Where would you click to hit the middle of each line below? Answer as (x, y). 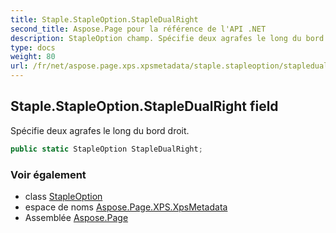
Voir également (48, 174)
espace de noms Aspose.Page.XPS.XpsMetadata (126, 207)
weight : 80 (33, 57)
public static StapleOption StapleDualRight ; (106, 149)
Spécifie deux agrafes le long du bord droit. (100, 130)
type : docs (33, 47)
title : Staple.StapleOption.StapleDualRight (104, 19)
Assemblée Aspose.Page (76, 217)
